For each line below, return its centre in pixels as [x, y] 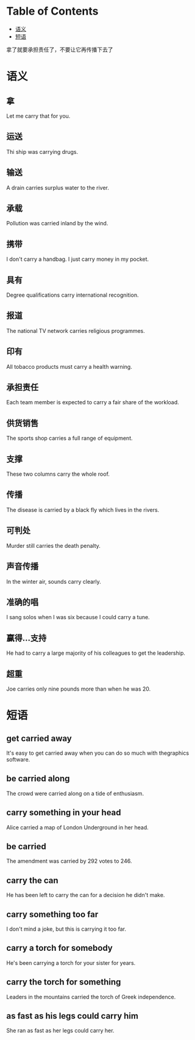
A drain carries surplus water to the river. [58, 187]
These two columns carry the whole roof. [58, 474]
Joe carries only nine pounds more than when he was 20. [79, 689]
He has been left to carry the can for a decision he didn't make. [86, 895]
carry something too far [52, 914]
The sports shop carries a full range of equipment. [69, 438]
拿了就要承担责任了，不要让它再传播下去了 [60, 49]
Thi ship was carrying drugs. [42, 151]
